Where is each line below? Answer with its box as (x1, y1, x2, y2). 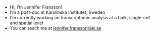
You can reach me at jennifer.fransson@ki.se (9, 25, 102, 31)
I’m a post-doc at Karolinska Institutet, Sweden (9, 9, 105, 15)
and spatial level (9, 20, 43, 26)
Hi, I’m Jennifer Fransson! (9, 4, 62, 10)
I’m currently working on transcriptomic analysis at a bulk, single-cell (9, 15, 151, 20)
